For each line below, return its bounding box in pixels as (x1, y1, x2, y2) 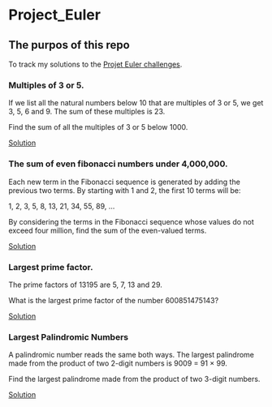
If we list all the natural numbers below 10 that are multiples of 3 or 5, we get (8, 98, 264, 108)
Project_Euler (8, 6, 101, 24)
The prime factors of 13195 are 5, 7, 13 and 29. (8, 280, 162, 289)
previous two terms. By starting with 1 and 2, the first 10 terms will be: (8, 185, 241, 195)
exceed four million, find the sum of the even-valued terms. (8, 225, 207, 235)
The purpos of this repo (8, 38, 130, 52)
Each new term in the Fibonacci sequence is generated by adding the (8, 177, 241, 186)
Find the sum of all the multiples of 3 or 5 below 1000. (8, 122, 188, 132)
